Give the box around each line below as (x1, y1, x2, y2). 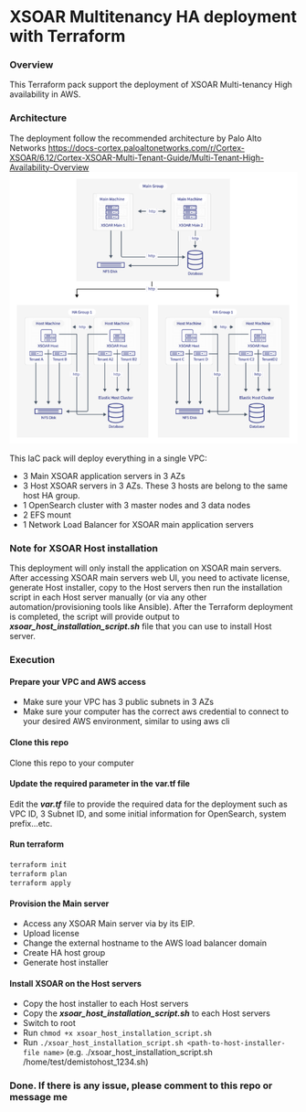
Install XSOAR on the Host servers (9, 978, 142, 989)
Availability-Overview (9, 162, 90, 173)
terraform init (9, 861, 68, 870)
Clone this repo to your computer (9, 757, 134, 768)
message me (9, 1091, 69, 1104)
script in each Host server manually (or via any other (9, 592, 207, 603)
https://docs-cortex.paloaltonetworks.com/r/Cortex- (47, 142, 245, 153)
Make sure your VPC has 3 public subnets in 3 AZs (22, 697, 215, 708)
